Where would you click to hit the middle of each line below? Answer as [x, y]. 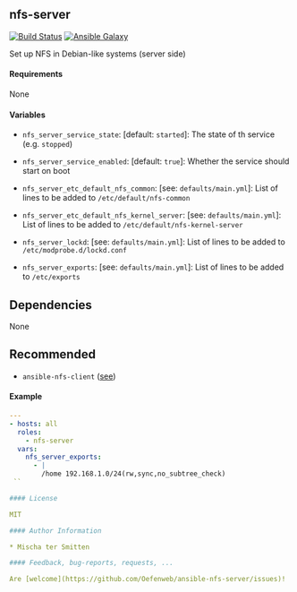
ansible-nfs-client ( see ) [69, 376]
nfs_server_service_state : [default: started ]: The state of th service [148, 134]
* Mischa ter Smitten [50, 547]
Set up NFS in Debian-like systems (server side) [98, 54]
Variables [28, 115]
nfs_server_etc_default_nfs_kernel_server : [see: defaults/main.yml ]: [152, 215]
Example [26, 397]
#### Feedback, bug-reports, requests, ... [92, 563]
